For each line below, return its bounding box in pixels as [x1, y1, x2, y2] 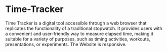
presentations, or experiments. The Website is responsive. [5, 41, 127, 47]
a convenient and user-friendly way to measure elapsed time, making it [5, 30, 153, 36]
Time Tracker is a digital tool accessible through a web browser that [5, 20, 147, 26]
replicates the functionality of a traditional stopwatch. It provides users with [5, 25, 163, 31]
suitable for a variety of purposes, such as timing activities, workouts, [5, 36, 150, 42]
